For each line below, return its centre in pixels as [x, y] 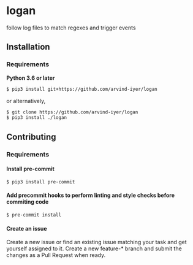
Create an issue [27, 228]
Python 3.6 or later [31, 78]
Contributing [31, 136]
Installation [28, 47]
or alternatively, [26, 101]
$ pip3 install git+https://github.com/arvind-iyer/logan [82, 89]
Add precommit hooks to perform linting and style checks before [90, 195]
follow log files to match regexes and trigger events [71, 28]
